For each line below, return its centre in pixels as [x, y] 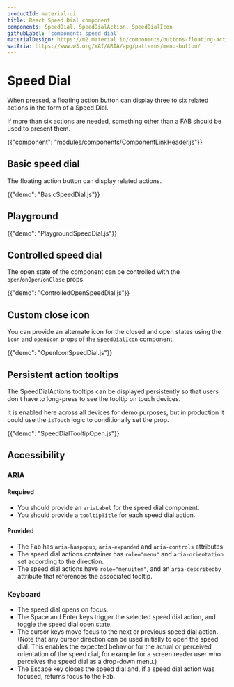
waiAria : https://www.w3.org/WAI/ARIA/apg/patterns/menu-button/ [104, 46]
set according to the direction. [61, 561]
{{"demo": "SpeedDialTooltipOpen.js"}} [63, 433]
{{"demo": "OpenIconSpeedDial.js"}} [60, 353]
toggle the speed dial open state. [65, 624]
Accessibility [36, 455]
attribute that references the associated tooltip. [85, 576]
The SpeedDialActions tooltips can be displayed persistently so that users [113, 391]
